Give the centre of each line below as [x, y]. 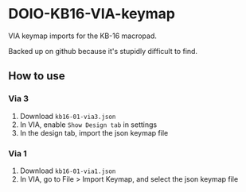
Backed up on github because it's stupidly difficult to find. [103, 51]
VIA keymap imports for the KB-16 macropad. [83, 36]
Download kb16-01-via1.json [68, 171]
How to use [37, 76]
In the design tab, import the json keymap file [94, 132]
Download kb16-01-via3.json [68, 116]
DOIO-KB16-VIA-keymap [92, 14]
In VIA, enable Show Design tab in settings [88, 125]
